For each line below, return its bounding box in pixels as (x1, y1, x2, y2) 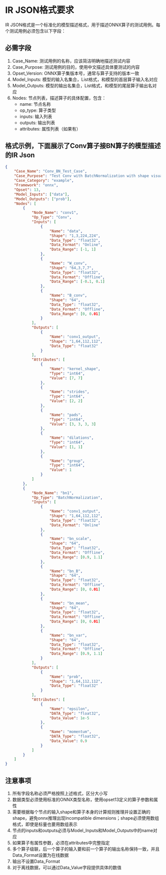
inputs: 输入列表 (19, 113, 52, 119)
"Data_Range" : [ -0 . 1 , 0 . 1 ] (49, 279, 105, 284)
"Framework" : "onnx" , (14, 183, 58, 188)
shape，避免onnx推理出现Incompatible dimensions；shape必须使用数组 (12, 815, 159, 821)
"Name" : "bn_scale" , (49, 537, 92, 542)
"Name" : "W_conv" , (49, 260, 87, 266)
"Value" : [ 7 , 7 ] (49, 375, 83, 380)
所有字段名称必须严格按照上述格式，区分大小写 (12, 791, 108, 796)
